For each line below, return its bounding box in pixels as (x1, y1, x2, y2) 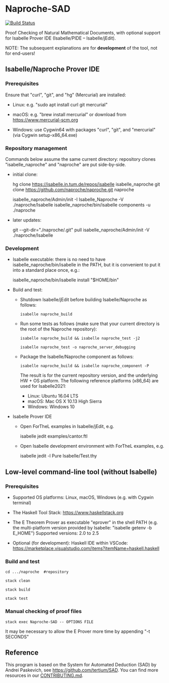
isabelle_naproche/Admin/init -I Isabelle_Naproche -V (12, 196, 124, 202)
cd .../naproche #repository (5, 569, 69, 574)
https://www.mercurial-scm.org (12, 117, 78, 123)
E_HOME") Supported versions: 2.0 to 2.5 (12, 530, 99, 536)
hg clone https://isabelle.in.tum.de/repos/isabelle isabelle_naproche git (12, 181, 160, 187)
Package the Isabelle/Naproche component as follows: (20, 353, 134, 360)
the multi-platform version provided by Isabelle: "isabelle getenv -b (12, 524, 152, 530)
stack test (5, 596, 28, 601)
